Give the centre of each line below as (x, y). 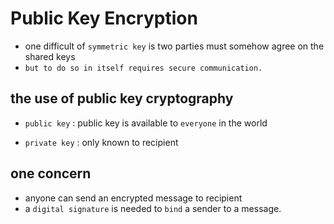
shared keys (50, 56)
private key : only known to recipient (101, 142)
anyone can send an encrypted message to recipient (133, 198)
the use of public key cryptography (122, 98)
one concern (51, 173)
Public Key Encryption (104, 18)
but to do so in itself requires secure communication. (143, 68)
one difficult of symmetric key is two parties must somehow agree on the (174, 46)
